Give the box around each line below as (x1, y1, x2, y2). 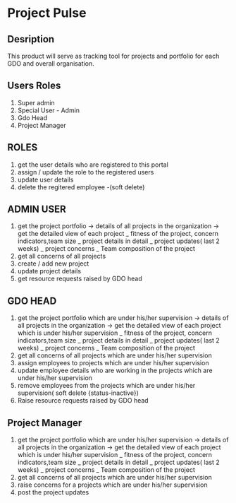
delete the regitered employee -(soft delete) (17, 182, 145, 191)
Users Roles (7, 80, 61, 92)
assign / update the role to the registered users (17, 167, 154, 176)
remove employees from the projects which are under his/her (17, 381, 196, 390)
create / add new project (17, 259, 89, 268)
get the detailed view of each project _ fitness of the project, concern (17, 230, 219, 238)
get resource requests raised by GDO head (17, 274, 142, 283)
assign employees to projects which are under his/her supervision (17, 359, 209, 367)
